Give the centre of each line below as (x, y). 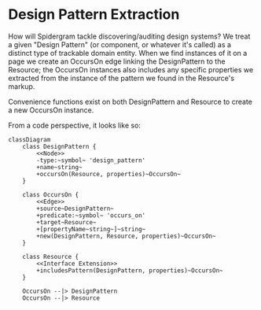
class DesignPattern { (59, 146)
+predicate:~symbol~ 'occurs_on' (91, 215)
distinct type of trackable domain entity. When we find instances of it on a (128, 53)
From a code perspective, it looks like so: (75, 125)
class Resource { (51, 256)
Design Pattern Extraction (94, 15)
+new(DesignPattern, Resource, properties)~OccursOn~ (126, 236)
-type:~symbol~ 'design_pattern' (91, 160)
